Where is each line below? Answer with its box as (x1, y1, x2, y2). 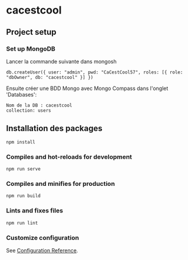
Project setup (6, 27, 57, 37)
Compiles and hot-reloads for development (6, 152, 133, 161)
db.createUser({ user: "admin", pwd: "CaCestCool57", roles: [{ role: (6, 69, 183, 75)
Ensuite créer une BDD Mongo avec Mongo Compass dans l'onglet (6, 85, 169, 92)
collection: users (6, 107, 51, 114)
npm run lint (6, 220, 38, 226)
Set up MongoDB (6, 45, 56, 53)
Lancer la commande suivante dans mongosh (6, 58, 117, 65)
